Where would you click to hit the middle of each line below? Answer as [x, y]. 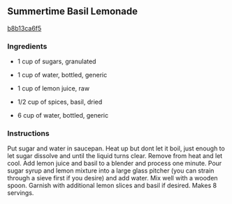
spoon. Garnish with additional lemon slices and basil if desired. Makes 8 [112, 186]
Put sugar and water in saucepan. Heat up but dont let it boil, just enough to [116, 148]
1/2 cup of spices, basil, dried [60, 102]
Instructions [29, 134]
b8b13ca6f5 [24, 28]
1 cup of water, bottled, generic [62, 75]
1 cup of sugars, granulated [57, 61]
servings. [21, 193]
